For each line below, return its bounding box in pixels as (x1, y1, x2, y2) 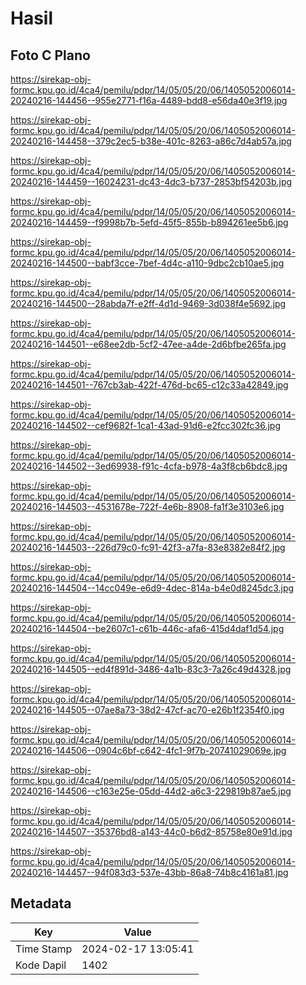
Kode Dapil (15, 958, 67, 972)
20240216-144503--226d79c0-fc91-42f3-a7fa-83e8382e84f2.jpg (10, 542, 286, 553)
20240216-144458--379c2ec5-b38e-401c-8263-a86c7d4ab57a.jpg (10, 135, 292, 147)
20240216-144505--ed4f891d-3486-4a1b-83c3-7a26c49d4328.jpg (10, 663, 292, 675)
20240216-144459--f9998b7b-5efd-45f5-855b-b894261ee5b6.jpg (10, 217, 289, 228)
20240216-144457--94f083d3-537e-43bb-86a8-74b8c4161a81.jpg (10, 867, 289, 878)
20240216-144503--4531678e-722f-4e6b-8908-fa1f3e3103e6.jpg (10, 501, 285, 512)
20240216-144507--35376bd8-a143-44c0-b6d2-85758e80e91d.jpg (10, 826, 293, 837)
